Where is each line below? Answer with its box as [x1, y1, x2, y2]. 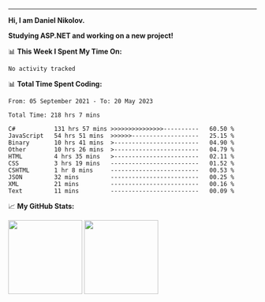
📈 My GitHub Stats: [8, 202, 75, 211]
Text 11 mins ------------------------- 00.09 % [8, 187, 235, 195]
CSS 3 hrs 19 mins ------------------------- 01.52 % [8, 159, 235, 167]
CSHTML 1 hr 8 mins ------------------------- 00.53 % [8, 166, 235, 174]
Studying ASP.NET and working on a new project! [8, 31, 174, 40]
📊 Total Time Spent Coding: [8, 80, 103, 88]
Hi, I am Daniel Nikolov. [8, 16, 85, 24]
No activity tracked [8, 65, 77, 73]
